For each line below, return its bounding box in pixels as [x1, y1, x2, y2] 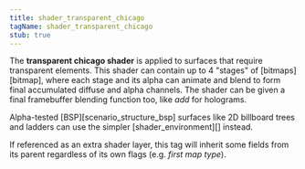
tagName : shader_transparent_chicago [9, 22, 153, 31]
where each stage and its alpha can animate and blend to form [45, 75, 281, 86]
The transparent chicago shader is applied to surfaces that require [9, 56, 263, 67]
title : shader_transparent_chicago [9, 13, 145, 23]
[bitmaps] [259, 65, 297, 76]
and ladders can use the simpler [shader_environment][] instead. [9, 121, 254, 132]
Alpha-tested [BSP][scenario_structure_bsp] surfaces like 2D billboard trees [9, 111, 295, 123]
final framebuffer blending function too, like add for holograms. [9, 94, 247, 105]
